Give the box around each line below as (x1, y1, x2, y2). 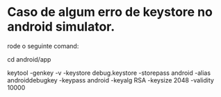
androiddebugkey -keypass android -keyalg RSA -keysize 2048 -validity (7, 76, 214, 84)
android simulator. (7, 19, 115, 35)
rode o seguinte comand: (7, 42, 79, 50)
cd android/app (7, 55, 51, 63)
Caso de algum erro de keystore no (7, 4, 213, 20)
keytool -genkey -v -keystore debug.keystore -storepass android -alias (7, 69, 211, 77)
